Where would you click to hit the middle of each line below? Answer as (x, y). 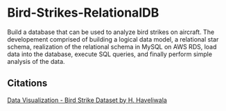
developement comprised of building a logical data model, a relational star (113, 39)
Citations (27, 84)
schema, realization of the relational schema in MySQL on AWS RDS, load (112, 46)
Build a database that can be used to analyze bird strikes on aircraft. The (111, 32)
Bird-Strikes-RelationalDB (83, 13)
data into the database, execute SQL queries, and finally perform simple (110, 54)
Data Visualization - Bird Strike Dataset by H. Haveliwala (87, 100)
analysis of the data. (36, 61)
